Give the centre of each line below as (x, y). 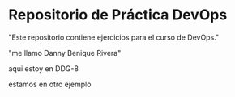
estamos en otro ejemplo (50, 84)
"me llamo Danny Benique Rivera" (65, 53)
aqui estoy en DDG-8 (44, 68)
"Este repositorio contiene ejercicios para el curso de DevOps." (114, 37)
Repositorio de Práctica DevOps (118, 15)
